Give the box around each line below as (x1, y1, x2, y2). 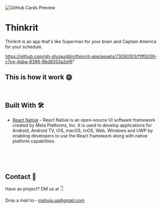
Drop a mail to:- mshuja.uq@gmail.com (5, 198, 85, 204)
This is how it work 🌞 (5, 73, 73, 81)
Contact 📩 (5, 172, 37, 181)
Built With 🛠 (5, 101, 45, 110)
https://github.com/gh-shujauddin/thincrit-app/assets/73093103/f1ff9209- (5, 53, 157, 59)
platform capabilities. (12, 138, 55, 144)
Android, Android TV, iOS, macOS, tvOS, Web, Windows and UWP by (12, 127, 153, 134)
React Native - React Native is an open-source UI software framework (12, 117, 156, 123)
